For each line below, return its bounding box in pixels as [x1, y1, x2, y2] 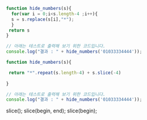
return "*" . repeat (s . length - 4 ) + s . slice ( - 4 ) [8, 70, 121, 76]
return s [8, 27, 30, 33]
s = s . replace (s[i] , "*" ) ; [11, 16, 75, 22]
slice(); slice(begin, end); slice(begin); [6, 107, 97, 114]
